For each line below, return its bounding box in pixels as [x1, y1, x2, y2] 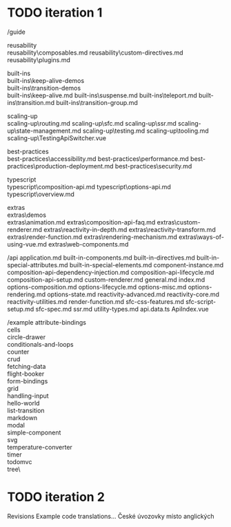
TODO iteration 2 [7, 489, 106, 505]
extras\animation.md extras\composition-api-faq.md [7, 218, 156, 226]
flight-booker [7, 370, 45, 378]
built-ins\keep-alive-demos [7, 76, 85, 84]
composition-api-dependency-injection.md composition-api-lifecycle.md [7, 268, 214, 276]
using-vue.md [7, 240, 47, 248]
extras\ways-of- [179, 233, 224, 241]
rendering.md [7, 290, 46, 298]
